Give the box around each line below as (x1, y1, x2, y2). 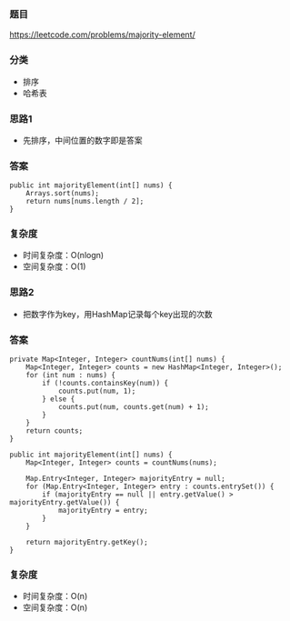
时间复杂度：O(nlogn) (22, 250, 105, 261)
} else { (42, 395, 75, 404)
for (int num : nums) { (25, 371, 116, 380)
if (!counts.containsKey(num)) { (42, 379, 169, 388)
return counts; (25, 426, 84, 436)
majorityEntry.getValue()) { (9, 498, 120, 507)
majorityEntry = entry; (57, 506, 148, 516)
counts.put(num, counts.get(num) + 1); (57, 403, 209, 412)
